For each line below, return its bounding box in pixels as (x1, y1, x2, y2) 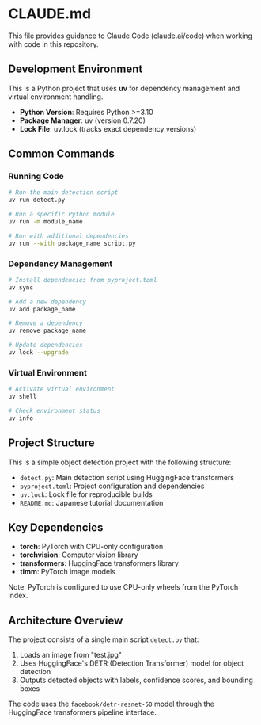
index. (8, 591, 28, 601)
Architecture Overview (8, 613, 123, 627)
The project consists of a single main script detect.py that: (8, 635, 199, 644)
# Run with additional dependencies (8, 231, 129, 240)
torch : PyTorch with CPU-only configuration (19, 542, 164, 551)
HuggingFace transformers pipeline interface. (8, 708, 157, 717)
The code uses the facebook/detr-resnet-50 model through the (8, 699, 215, 709)
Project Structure (8, 437, 95, 450)
